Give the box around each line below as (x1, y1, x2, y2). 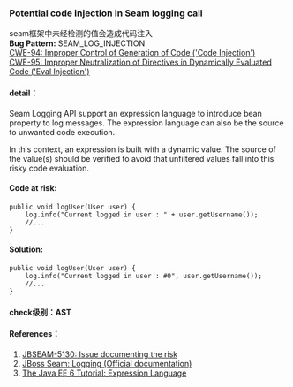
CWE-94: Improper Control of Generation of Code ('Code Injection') (9, 48, 256, 58)
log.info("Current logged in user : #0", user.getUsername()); (25, 271, 263, 280)
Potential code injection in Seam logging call (9, 7, 203, 19)
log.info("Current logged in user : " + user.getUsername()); (25, 210, 259, 219)
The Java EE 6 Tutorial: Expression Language (21, 368, 187, 378)
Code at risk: (9, 183, 57, 193)
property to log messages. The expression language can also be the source (9, 118, 284, 128)
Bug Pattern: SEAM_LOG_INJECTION (9, 38, 146, 49)
